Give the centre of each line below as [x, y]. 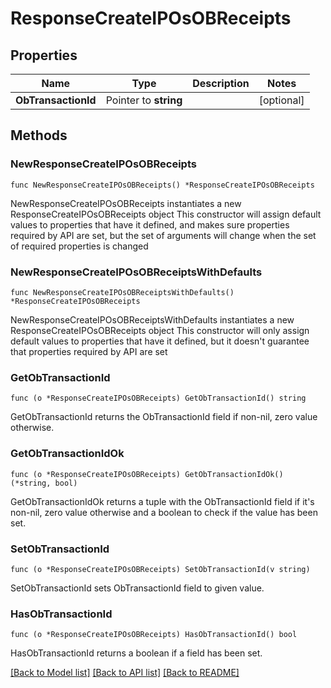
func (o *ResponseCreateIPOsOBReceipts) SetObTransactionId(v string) [160, 569]
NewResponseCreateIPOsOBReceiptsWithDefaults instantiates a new [152, 319]
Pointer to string [144, 100]
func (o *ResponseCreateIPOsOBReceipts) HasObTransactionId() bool [154, 635]
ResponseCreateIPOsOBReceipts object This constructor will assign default [166, 214]
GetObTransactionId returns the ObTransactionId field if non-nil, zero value [164, 417]
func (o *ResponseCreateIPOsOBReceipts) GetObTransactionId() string [158, 398]
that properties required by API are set [89, 351]
